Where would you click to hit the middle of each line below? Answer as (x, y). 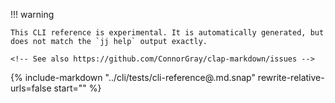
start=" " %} (77, 88)
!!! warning (32, 14)
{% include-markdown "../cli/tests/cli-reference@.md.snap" (133, 77)
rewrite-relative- (291, 77)
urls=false (31, 88)
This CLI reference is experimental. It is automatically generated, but (167, 33)
